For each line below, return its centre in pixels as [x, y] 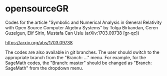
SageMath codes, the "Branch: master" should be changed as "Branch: [78, 63]
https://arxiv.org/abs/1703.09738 [39, 42]
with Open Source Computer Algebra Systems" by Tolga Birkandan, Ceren [82, 27]
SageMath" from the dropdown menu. [44, 68]
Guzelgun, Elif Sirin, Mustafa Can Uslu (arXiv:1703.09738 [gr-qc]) [72, 33]
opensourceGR [37, 9]
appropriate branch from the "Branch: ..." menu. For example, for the [76, 57]
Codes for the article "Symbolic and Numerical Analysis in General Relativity [83, 22]
